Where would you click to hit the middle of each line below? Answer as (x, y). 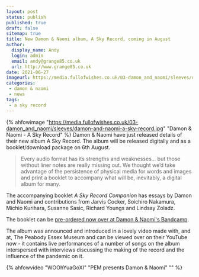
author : (16, 45)
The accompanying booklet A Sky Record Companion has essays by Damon (99, 195)
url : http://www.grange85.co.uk (52, 67)
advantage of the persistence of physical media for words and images (106, 171)
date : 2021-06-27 (28, 72)
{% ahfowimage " (28, 122)
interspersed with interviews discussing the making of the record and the (95, 250)
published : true (26, 22)
